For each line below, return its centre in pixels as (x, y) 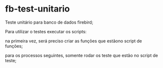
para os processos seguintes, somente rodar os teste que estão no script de (81, 55)
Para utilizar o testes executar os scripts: (46, 31)
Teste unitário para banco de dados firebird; (49, 22)
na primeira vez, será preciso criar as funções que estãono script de (73, 41)
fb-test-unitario (37, 9)
